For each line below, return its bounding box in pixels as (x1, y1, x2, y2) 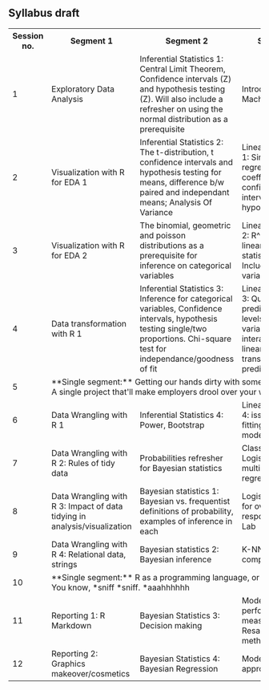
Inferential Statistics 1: (139, 53, 224, 64)
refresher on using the (139, 103, 223, 115)
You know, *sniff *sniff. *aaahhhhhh (51, 582, 190, 593)
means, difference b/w (139, 177, 225, 188)
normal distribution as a (139, 113, 228, 124)
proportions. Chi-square (139, 333, 232, 344)
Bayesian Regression (139, 663, 219, 674)
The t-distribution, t (139, 146, 215, 157)
